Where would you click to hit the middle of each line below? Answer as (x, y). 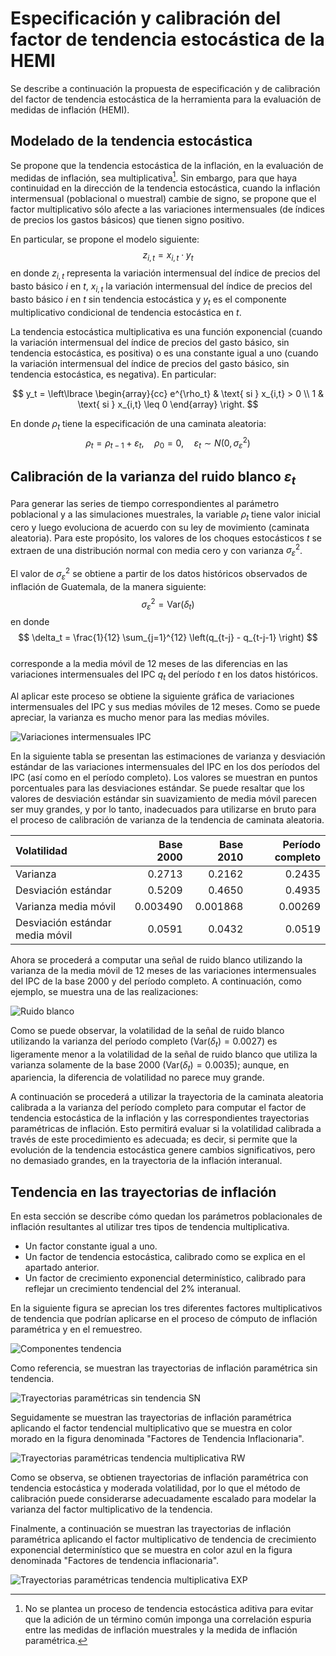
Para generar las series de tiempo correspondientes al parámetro (145, 503)
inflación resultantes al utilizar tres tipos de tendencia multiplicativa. (150, 1227)
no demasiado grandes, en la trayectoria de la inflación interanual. (146, 1161)
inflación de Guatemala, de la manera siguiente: (108, 586)
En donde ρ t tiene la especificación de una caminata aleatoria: (138, 424)
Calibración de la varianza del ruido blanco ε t (153, 478)
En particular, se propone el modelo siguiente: (105, 239)
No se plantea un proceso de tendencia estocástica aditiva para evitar (169, 1609)
